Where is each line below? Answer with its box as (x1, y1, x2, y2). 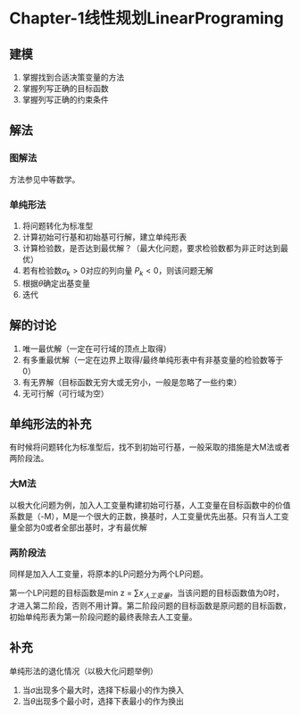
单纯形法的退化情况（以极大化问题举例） (9, 665, 158, 676)
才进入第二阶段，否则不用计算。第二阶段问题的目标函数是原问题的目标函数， (9, 600, 291, 610)
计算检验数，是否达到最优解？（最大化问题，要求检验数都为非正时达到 (21, 242, 281, 253)
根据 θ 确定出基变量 (21, 278, 91, 289)
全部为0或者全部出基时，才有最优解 (16, 522, 147, 533)
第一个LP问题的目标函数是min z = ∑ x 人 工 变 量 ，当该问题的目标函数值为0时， (9, 587, 284, 600)
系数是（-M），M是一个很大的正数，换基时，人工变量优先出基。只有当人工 (9, 510, 281, 521)
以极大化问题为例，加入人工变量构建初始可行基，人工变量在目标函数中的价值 (9, 500, 291, 510)
